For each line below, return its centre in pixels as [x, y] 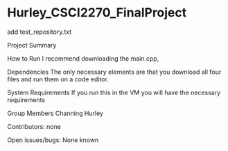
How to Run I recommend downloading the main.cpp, [83, 58]
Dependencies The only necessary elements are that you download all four [114, 72]
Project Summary [32, 45]
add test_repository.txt [40, 32]
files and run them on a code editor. [58, 79]
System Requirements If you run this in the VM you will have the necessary [114, 92]
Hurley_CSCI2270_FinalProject [97, 13]
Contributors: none [34, 126]
